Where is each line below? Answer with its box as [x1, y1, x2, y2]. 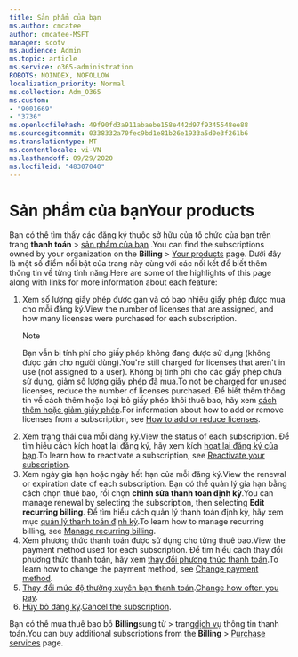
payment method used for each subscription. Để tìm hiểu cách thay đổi [21, 545, 283, 556]
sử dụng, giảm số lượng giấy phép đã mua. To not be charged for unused [21, 376, 287, 387]
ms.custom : [9, 95, 50, 105]
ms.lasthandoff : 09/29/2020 [9, 153, 114, 163]
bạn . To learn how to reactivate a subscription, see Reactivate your [21, 450, 265, 461]
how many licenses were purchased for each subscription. [21, 313, 238, 324]
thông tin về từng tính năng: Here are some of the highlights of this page [9, 268, 272, 279]
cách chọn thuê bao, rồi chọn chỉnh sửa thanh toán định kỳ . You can [21, 488, 274, 499]
